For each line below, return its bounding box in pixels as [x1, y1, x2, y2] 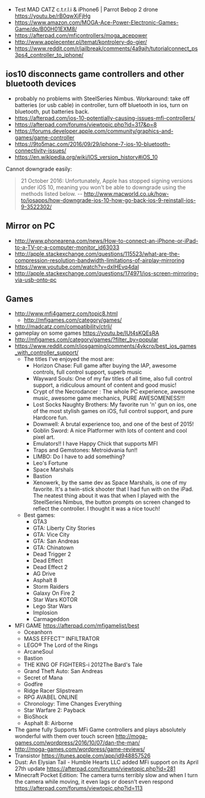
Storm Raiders [32, 583, 69, 591]
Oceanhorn [23, 628, 53, 636]
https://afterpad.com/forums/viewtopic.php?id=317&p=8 [14, 121, 157, 128]
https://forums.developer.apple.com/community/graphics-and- [14, 127, 174, 135]
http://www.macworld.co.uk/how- [84, 190, 170, 197]
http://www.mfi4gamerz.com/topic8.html [14, 310, 118, 318]
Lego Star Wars [32, 603, 72, 610]
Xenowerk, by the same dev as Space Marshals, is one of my [32, 479, 187, 487]
